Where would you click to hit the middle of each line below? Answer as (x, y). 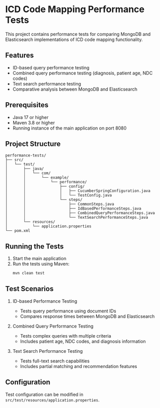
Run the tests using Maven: (41, 264)
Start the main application (39, 259)
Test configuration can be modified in (44, 394)
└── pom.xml (18, 231)
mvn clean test (29, 273)
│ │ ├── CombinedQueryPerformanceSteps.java (80, 213)
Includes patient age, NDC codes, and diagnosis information (83, 341)
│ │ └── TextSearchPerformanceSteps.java (77, 218)
